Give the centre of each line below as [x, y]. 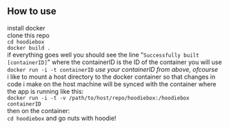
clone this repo [28, 35]
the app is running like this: [46, 91]
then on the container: [39, 110]
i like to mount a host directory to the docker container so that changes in [111, 77]
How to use [32, 11]
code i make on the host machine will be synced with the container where [112, 84]
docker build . [29, 48]
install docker [27, 28]
